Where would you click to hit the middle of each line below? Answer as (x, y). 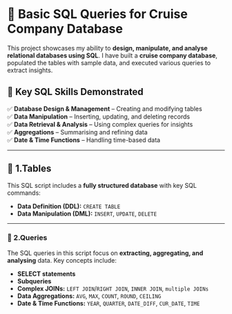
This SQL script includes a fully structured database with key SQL (102, 185)
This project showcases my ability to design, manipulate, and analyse (108, 48)
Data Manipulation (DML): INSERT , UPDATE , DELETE (87, 213)
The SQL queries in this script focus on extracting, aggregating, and (105, 253)
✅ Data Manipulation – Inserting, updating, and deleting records (99, 116)
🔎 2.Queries (27, 238)
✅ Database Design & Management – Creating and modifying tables (105, 108)
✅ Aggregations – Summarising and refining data (78, 132)
